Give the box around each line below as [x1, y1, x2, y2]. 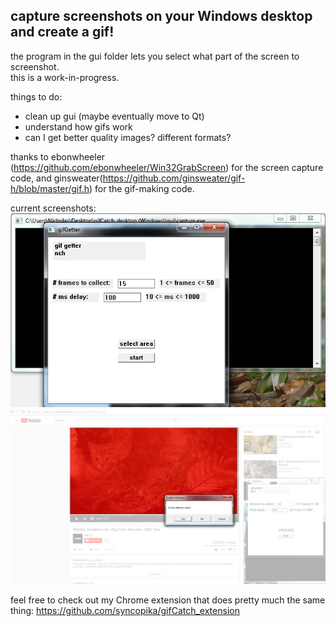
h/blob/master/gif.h [10, 182, 90, 194]
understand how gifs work [24, 120, 133, 133]
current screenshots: [10, 202, 97, 214]
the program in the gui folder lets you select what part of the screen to [10, 50, 300, 62]
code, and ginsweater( [10, 172, 103, 184]
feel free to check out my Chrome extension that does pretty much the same [10, 594, 326, 606]
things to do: [10, 90, 63, 103]
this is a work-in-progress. [10, 71, 120, 83]
